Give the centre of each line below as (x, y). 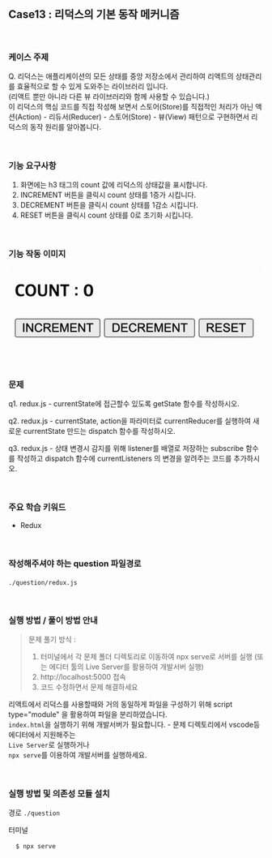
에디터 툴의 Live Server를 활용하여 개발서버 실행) (126, 667)
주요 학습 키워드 (37, 508)
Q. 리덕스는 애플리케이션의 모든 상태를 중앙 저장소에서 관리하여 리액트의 (121, 76)
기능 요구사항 (32, 166)
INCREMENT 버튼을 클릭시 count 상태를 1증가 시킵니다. (108, 195)
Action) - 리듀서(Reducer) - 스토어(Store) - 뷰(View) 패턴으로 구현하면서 (133, 117)
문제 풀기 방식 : (52, 640)
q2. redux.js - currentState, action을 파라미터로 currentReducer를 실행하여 (130, 421)
